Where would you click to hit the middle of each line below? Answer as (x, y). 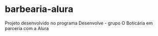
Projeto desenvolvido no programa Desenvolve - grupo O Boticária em (79, 23)
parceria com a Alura (27, 28)
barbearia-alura (39, 9)
